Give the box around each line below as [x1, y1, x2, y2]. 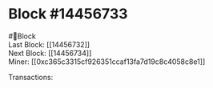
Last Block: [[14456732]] [8, 39, 90, 49]
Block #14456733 [8, 5, 128, 23]
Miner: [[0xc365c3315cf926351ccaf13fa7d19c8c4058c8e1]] [8, 57, 206, 66]
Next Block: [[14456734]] [8, 48, 92, 58]
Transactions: [8, 72, 54, 82]
